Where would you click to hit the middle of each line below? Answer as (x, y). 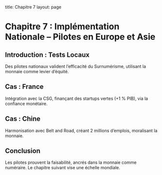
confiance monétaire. (26, 103)
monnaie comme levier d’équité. (37, 72)
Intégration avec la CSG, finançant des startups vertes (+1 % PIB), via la (77, 98)
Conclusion (23, 151)
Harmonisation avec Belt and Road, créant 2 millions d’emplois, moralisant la (81, 130)
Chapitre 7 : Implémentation (62, 27)
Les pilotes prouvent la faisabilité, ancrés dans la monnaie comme (71, 162)
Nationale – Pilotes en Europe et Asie (80, 37)
